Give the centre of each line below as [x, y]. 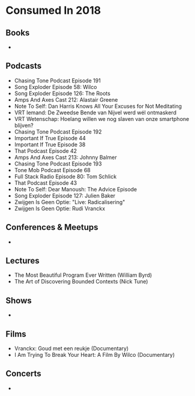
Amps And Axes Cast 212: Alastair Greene [66, 99]
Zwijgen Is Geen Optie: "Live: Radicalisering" [70, 202]
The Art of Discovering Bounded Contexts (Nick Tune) [81, 282]
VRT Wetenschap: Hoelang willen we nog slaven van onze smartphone [102, 119]
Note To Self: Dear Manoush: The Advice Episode [76, 189]
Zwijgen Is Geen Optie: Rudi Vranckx [60, 208]
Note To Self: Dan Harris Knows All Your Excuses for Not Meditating [98, 106]
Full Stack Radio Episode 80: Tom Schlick [65, 176]
